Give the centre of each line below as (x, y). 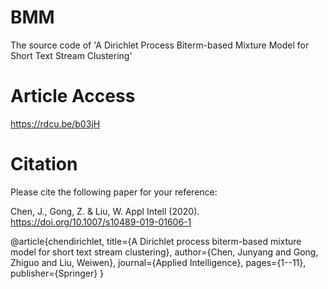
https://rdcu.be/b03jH (55, 123)
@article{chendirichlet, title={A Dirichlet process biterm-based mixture (156, 241)
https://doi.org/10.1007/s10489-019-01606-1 (101, 222)
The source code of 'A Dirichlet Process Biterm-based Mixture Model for (160, 45)
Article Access (73, 96)
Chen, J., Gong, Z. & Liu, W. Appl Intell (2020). (105, 211)
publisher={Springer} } (57, 273)
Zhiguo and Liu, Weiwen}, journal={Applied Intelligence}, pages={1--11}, (158, 262)
